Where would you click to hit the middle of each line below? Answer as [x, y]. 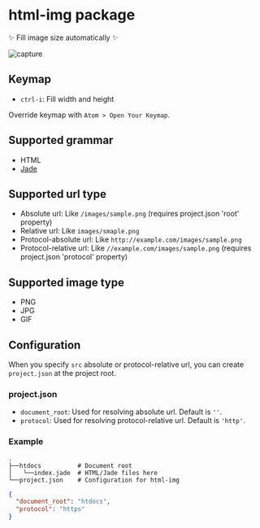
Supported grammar [61, 140]
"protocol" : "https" [50, 509]
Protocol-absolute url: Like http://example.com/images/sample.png [131, 240]
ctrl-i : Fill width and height [67, 98]
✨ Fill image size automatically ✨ [63, 37]
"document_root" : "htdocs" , [63, 502]
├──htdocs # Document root [70, 465]
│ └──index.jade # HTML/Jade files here [83, 473]
